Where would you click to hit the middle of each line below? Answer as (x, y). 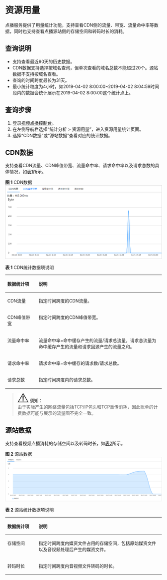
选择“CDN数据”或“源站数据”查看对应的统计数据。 (62, 135)
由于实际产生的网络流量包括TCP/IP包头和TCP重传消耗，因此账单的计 (87, 407)
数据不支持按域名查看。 (36, 74)
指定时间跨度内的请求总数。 (67, 380)
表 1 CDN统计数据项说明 (30, 268)
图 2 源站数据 (19, 454)
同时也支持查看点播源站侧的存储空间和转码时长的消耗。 (70, 31)
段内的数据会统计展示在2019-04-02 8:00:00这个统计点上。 (73, 92)
